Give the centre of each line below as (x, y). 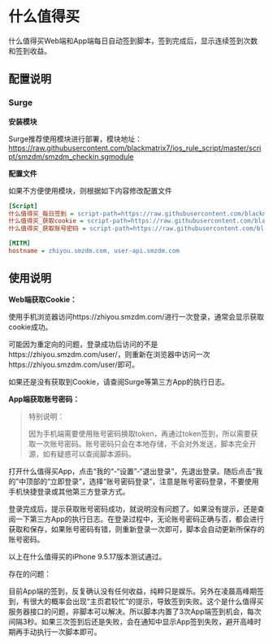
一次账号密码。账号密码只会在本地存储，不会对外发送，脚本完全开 (146, 443)
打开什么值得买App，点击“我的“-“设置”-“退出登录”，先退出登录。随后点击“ (132, 471)
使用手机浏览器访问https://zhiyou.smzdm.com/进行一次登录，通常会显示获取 (136, 316)
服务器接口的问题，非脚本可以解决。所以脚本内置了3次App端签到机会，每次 (135, 611)
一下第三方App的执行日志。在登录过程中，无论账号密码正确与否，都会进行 (139, 519)
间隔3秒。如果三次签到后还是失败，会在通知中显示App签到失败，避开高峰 (131, 621)
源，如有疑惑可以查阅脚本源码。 (82, 454)
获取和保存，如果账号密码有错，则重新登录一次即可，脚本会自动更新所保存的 (136, 529)
